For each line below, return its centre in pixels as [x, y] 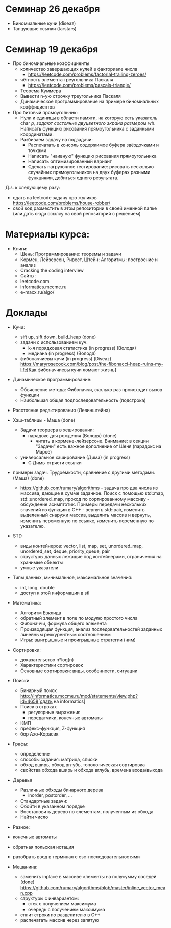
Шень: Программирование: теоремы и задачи [71, 254]
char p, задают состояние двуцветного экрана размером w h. [88, 123]
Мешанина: [25, 867]
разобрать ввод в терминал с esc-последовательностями [76, 857]
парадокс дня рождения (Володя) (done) [72, 435]
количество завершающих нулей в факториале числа [79, 69]
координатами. [37, 134]
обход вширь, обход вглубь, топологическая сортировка [83, 764]
